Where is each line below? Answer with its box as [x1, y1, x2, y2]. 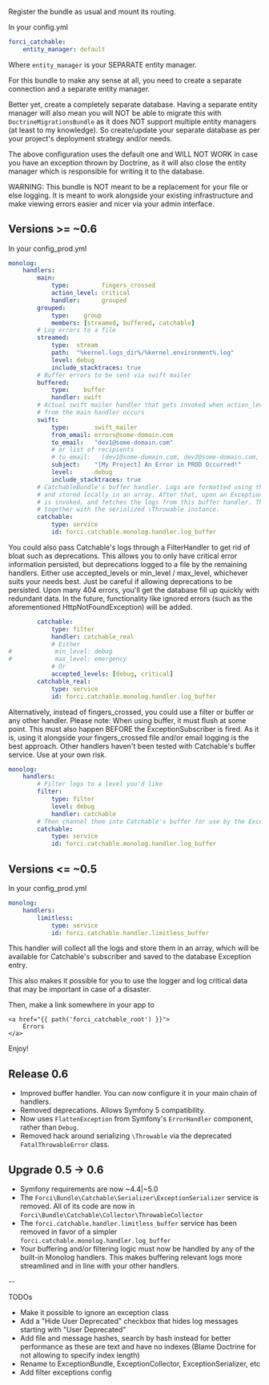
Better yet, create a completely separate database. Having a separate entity [8, 100, 258, 109]
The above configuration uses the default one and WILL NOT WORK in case [8, 149, 259, 159]
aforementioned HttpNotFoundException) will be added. [8, 602, 193, 611]
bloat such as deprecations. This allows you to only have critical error [8, 550, 238, 561]
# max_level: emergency [8, 655, 127, 664]
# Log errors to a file [37, 326, 116, 334]
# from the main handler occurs [37, 409, 146, 417]
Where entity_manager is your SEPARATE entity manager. [8, 59, 198, 69]
